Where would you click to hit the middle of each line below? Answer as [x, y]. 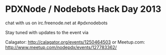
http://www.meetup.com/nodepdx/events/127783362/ [61, 47]
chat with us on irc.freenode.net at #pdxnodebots [56, 23]
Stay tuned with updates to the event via [47, 32]
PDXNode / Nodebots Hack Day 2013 [83, 9]
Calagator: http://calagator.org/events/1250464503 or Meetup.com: [75, 42]
